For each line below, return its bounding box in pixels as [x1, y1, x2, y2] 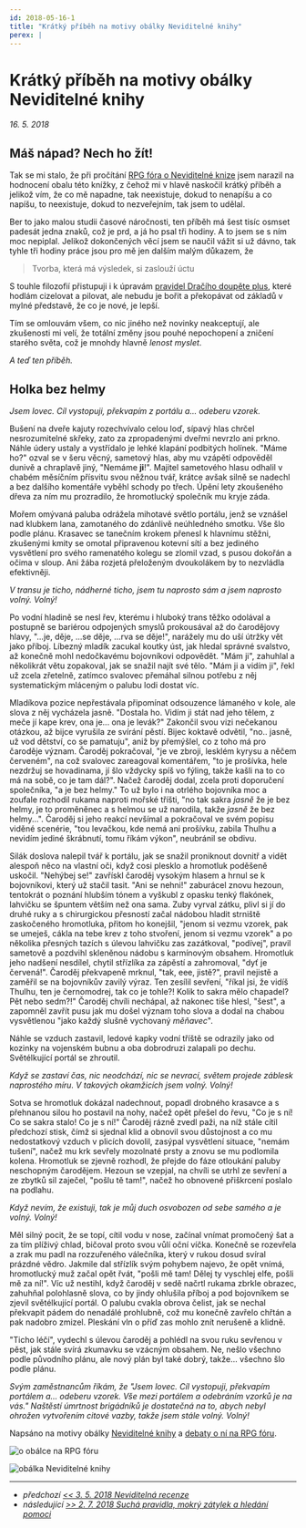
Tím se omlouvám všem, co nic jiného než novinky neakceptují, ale [9, 318, 260, 329]
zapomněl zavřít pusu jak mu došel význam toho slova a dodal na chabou [9, 1005, 285, 1017]
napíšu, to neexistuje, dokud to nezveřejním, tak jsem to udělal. [9, 199, 246, 210]
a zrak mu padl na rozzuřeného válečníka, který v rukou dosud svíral [9, 1248, 267, 1259]
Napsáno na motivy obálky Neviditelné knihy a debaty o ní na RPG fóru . [9, 1428, 278, 1439]
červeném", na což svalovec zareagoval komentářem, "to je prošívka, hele [9, 755, 288, 766]
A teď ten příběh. [9, 355, 73, 366]
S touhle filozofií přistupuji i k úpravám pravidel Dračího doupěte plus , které [9, 281, 292, 292]
